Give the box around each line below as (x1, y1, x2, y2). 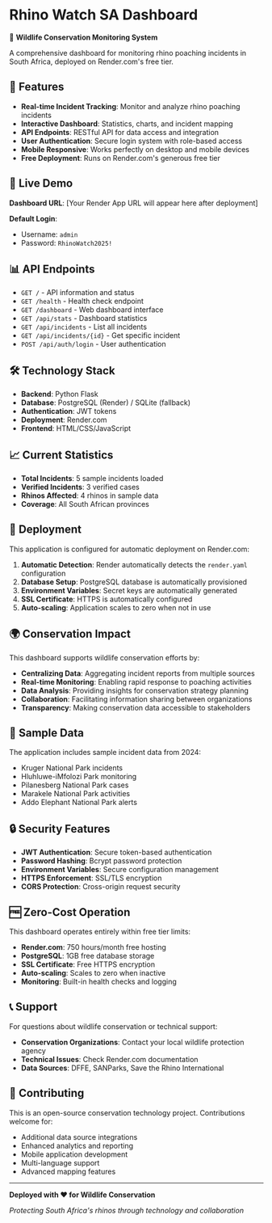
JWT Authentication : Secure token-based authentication (20, 847, 212, 858)
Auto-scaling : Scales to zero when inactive (20, 968, 166, 978)
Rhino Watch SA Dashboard (9, 6, 199, 24)
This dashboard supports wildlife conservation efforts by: (9, 652, 200, 662)
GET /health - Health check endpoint (20, 297, 144, 306)
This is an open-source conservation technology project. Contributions (9, 1107, 245, 1117)
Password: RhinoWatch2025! (20, 238, 112, 247)
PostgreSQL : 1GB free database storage (20, 951, 155, 961)
